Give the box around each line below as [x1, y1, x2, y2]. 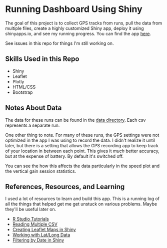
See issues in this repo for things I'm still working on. [5, 40, 114, 46]
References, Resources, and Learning [5, 182, 125, 191]
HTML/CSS [12, 84, 36, 90]
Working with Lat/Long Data [12, 232, 70, 238]
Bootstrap [12, 89, 33, 95]
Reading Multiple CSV [12, 221, 57, 228]
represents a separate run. [5, 122, 60, 128]
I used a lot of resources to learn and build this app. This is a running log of [5, 196, 160, 202]
